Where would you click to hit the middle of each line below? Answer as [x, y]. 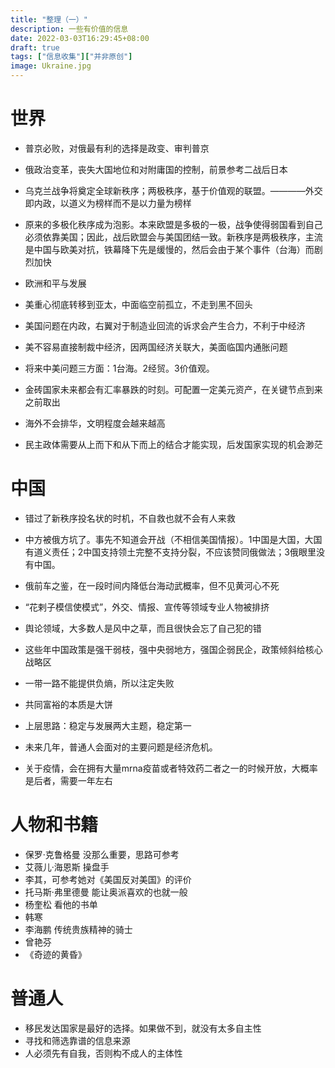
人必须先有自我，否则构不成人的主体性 [103, 1053]
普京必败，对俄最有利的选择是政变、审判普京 [117, 148]
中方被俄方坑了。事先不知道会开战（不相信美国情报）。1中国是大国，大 [169, 539]
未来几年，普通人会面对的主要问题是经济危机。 [121, 747]
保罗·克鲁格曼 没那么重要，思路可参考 [102, 854]
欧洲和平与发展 [55, 283]
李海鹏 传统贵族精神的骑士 [78, 929]
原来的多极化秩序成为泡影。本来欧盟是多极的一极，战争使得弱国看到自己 [173, 224]
